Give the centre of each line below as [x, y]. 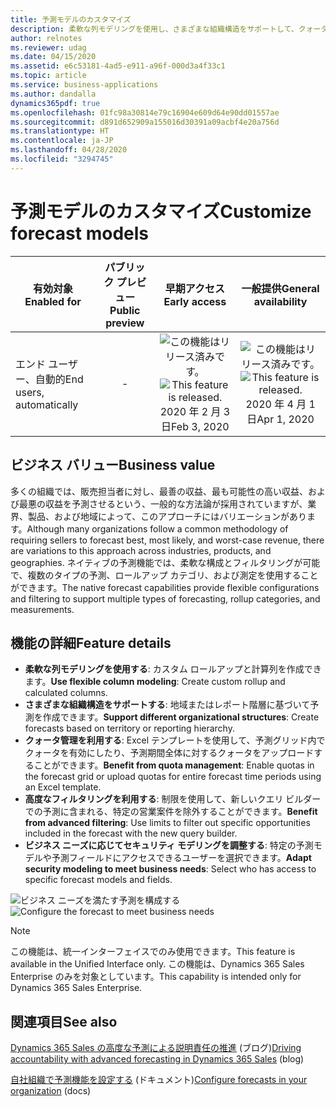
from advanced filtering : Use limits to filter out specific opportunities [167, 823]
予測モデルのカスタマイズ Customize [161, 211]
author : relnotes [46, 38]
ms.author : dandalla [53, 94]
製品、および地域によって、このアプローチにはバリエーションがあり [167, 516]
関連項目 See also [64, 1021]
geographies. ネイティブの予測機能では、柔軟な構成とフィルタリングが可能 [165, 562]
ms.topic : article [48, 76]
